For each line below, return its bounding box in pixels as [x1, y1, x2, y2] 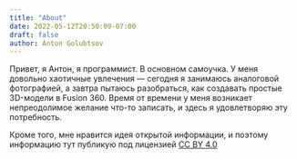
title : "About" [9, 13, 67, 23]
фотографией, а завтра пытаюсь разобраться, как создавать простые [9, 83, 282, 94]
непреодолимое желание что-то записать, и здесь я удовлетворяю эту [9, 102, 289, 114]
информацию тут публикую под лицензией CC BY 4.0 [9, 139, 218, 150]
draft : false [9, 30, 59, 39]
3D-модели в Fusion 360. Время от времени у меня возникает [9, 93, 253, 104]
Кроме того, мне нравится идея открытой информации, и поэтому [9, 129, 269, 141]
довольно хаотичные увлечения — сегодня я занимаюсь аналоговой [9, 74, 280, 84]
